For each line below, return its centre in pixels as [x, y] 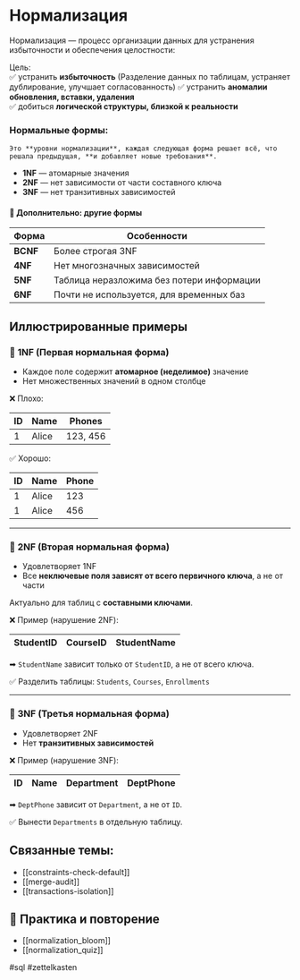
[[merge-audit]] [51, 882]
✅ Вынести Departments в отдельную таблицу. [96, 822]
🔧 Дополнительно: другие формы [76, 212]
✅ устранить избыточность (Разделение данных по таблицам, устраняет [150, 76]
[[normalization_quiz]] [62, 950]
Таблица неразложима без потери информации [157, 280]
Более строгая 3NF [95, 251]
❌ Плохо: [26, 398]
